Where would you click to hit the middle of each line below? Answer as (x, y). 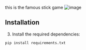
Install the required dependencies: (46, 34)
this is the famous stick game (34, 7)
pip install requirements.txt (36, 43)
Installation (22, 22)
